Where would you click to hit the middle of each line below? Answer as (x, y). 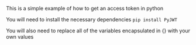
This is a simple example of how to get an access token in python (85, 8)
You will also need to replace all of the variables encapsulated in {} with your (98, 31)
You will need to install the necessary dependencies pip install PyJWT (92, 19)
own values (20, 37)
